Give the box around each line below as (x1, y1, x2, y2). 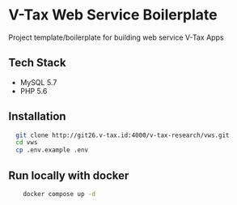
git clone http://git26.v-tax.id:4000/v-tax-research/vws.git (15, 131, 230, 139)
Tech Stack (8, 56, 66, 70)
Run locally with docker (8, 169, 129, 182)
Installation (8, 109, 66, 123)
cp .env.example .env (15, 146, 89, 155)
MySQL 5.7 (19, 77, 57, 87)
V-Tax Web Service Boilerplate (8, 6, 218, 24)
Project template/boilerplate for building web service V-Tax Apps (8, 32, 224, 42)
